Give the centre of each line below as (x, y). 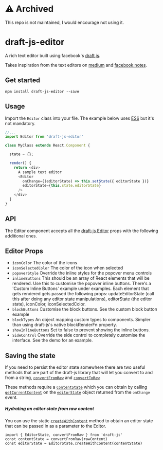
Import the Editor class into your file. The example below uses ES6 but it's (80, 118)
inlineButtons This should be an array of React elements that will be (81, 278)
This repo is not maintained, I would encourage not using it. (64, 22)
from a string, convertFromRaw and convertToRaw (52, 378)
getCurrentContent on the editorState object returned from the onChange (78, 392)
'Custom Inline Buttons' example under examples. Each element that (81, 288)
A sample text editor (40, 172)
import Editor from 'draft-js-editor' (44, 137)
